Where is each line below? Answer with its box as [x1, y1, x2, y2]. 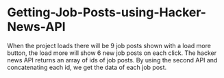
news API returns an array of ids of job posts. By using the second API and [7, 56, 218, 64]
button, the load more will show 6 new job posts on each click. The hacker [7, 49, 217, 57]
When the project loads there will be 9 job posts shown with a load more [7, 41, 211, 50]
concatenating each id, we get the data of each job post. [7, 63, 167, 71]
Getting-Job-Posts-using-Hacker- [7, 5, 207, 20]
